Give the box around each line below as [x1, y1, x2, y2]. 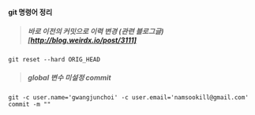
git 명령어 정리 [8, 7, 53, 17]
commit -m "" [8, 100, 51, 108]
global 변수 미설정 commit [27, 73, 112, 83]
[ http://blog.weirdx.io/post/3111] [27, 35, 137, 45]
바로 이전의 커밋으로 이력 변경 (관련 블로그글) [27, 27, 164, 36]
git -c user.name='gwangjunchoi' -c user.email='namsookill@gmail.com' [8, 93, 249, 102]
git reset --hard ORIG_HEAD [8, 55, 101, 63]
